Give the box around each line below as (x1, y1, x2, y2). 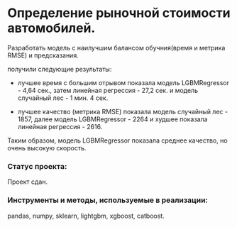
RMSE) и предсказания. (7, 51, 79, 60)
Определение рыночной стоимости (7, 5, 231, 21)
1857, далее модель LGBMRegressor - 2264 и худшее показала (17, 115, 208, 123)
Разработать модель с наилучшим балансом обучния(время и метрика (7, 43, 226, 52)
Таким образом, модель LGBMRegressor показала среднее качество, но (7, 136, 228, 145)
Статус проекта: (7, 161, 67, 171)
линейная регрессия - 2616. (17, 122, 103, 131)
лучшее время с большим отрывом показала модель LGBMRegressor (17, 78, 229, 87)
